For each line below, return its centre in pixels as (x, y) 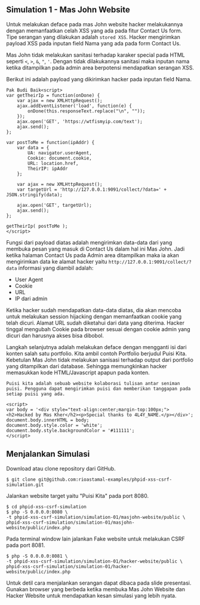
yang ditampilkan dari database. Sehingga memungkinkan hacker (87, 366)
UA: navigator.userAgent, (60, 153)
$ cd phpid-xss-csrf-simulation (46, 507)
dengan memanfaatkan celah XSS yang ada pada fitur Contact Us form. (94, 30)
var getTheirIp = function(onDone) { (53, 95)
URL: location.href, (53, 163)
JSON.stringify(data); (34, 195)
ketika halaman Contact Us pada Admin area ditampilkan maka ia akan (93, 255)
